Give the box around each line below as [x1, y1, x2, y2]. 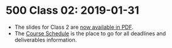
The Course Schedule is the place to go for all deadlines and [14, 29, 167, 37]
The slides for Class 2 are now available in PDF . [14, 23, 134, 31]
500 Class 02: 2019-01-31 [5, 4, 139, 17]
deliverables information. [14, 36, 77, 43]
